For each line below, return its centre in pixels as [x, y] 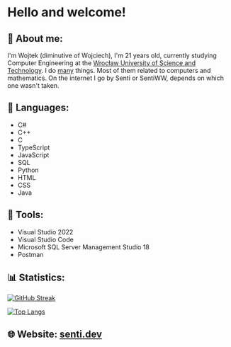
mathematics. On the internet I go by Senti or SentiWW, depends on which [116, 78]
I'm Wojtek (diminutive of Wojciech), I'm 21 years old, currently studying [112, 55]
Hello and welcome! [67, 12]
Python [28, 170]
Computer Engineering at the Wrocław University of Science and [102, 63]
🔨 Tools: [26, 215]
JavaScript [33, 155]
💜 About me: [35, 39]
